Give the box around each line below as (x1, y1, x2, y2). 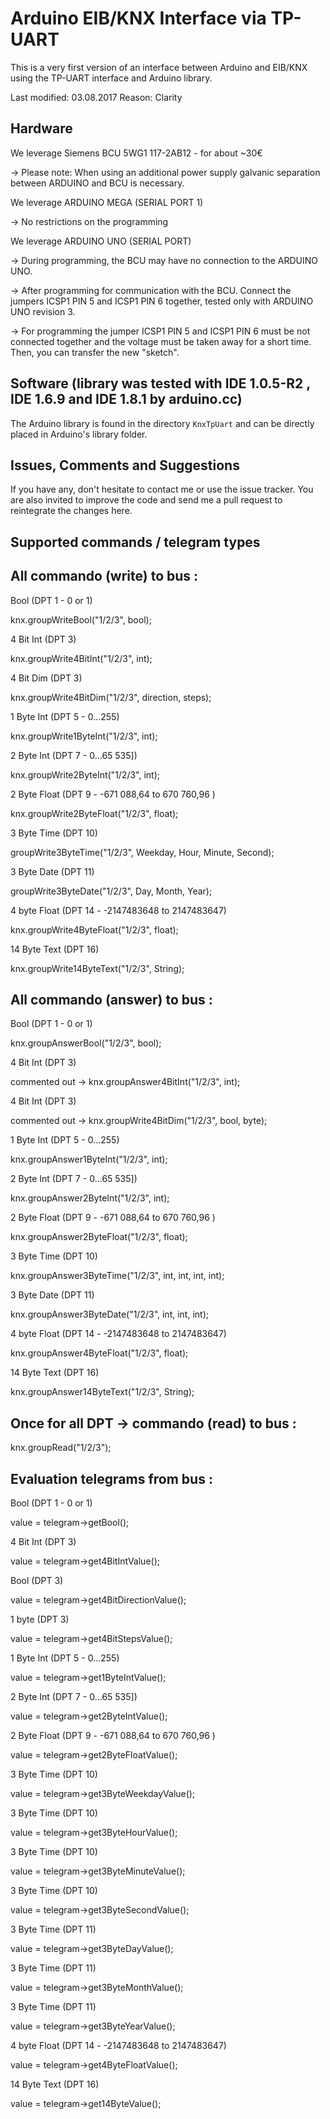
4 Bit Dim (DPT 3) (10, 672, 83, 684)
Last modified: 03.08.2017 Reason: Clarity (10, 91, 183, 103)
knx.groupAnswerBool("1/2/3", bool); (10, 1037, 162, 1049)
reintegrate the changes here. (10, 505, 133, 517)
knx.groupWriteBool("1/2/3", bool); (10, 613, 152, 626)
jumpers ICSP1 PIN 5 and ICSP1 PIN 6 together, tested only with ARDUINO (10, 295, 314, 307)
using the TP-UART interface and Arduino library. (10, 72, 213, 84)
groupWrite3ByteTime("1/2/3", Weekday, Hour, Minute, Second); (10, 846, 275, 858)
